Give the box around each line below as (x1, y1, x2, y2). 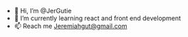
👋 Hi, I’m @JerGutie (14, 7, 72, 15)
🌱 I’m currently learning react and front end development (14, 14, 182, 22)
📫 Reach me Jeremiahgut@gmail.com (14, 22, 127, 30)
